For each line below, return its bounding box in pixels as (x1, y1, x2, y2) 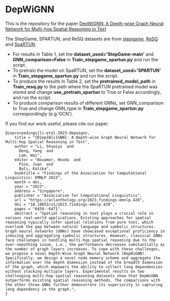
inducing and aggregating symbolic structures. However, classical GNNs (5, 233, 163, 238)
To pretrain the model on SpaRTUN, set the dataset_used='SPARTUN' (12, 67, 161, 73)
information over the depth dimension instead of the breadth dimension (5, 260, 163, 265)
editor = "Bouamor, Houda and (14, 157, 81, 162)
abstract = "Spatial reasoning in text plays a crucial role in (14, 211, 154, 216)
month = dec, (14, 180, 42, 185)
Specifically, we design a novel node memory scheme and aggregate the (5, 255, 160, 261)
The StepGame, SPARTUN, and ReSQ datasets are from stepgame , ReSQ (5, 36, 158, 42)
